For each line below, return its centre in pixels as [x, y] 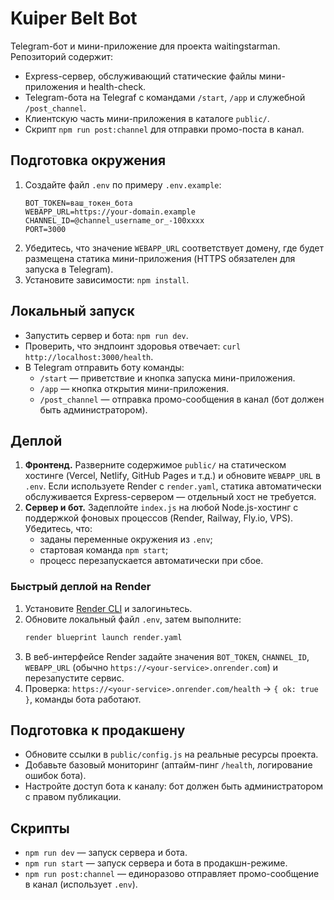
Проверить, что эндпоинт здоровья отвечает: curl [133, 346]
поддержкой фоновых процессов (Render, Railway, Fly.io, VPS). [159, 518]
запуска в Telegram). [69, 269]
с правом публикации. [73, 797]
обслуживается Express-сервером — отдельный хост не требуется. [170, 497]
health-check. [117, 86]
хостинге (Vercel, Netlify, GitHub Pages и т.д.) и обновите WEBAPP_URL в [172, 476]
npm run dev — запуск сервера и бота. [106, 853]
